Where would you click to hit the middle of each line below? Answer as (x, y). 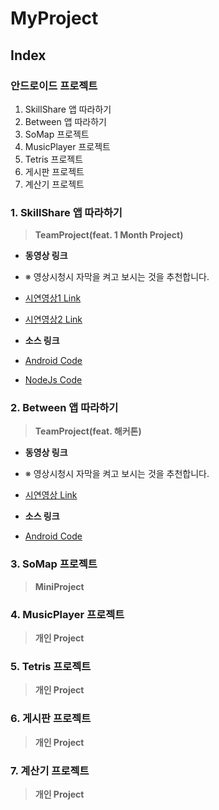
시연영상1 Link (53, 298)
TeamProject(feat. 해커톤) (88, 431)
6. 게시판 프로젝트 (51, 719)
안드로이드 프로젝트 (54, 85)
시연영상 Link (51, 495)
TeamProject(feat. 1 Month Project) (109, 235)
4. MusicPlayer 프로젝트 (67, 614)
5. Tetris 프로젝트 (51, 666)
